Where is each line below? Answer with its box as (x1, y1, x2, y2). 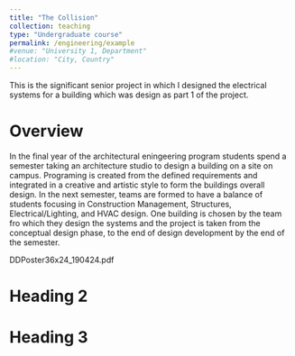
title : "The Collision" (9, 13, 99, 23)
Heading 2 (9, 286, 88, 306)
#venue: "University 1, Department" (9, 47, 147, 56)
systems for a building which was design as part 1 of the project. (9, 89, 249, 100)
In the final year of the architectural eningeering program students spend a (9, 151, 287, 161)
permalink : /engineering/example (9, 38, 135, 48)
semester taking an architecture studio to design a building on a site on (9, 160, 273, 171)
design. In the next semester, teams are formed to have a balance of (9, 188, 263, 199)
